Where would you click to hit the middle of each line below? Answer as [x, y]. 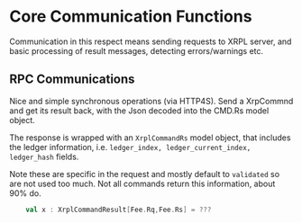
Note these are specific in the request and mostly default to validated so [145, 174]
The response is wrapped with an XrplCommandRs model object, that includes [150, 138]
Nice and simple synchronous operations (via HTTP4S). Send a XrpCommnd [151, 101]
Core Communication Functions [131, 17]
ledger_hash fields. [44, 156]
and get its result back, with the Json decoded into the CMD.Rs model [139, 111]
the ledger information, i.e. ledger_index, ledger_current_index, [130, 147]
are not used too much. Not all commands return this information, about [142, 183]
